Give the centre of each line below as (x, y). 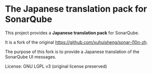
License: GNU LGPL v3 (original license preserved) (56, 66)
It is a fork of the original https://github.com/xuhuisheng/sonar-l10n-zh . (76, 42)
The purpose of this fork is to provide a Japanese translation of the (72, 52)
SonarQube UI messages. (31, 56)
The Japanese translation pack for (76, 9)
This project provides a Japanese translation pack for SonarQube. (72, 33)
